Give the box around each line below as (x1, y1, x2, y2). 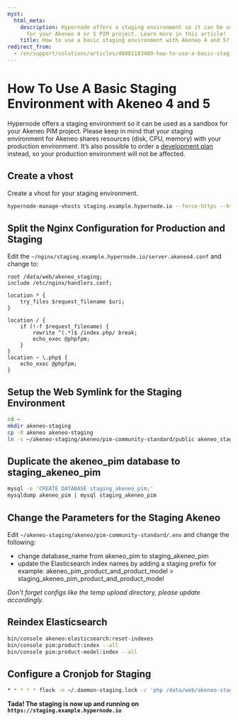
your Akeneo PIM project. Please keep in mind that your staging (7, 126, 193, 135)
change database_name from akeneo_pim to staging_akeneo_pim (17, 552, 209, 560)
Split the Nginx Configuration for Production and (7, 222, 225, 234)
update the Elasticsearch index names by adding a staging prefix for (17, 559, 217, 568)
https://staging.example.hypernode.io (7, 708, 122, 715)
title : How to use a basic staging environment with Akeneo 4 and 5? (20, 37, 230, 44)
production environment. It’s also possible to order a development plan (7, 141, 214, 150)
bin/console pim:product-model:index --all (7, 648, 138, 656)
